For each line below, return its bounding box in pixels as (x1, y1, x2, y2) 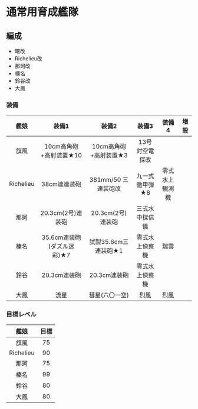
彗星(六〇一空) (88, 291, 130, 299)
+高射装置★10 (40, 152, 82, 160)
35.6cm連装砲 (41, 233, 81, 241)
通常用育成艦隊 (6, 5, 79, 19)
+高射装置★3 (90, 152, 128, 160)
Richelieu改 (14, 55, 42, 62)
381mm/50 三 (89, 176, 129, 184)
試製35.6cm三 (89, 238, 129, 246)
